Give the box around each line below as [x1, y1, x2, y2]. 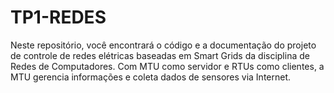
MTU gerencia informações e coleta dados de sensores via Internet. [10, 71, 292, 83]
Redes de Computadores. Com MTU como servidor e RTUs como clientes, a [10, 60, 325, 72]
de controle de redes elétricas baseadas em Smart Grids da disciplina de [10, 49, 310, 61]
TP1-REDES [10, 6, 107, 29]
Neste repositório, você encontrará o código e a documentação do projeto [10, 39, 317, 51]
